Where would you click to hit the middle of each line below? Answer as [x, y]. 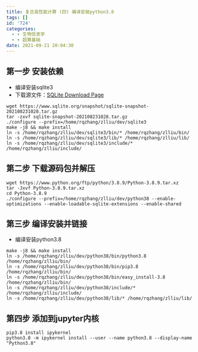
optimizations [24, 204]
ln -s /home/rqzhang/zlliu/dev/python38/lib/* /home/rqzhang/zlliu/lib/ [99, 299]
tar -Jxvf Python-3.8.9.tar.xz [45, 188]
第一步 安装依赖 [35, 72]
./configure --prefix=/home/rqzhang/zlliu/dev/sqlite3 [76, 122]
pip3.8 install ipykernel [39, 333]
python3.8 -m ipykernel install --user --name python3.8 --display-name [99, 338]
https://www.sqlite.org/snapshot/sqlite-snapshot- [84, 106]
